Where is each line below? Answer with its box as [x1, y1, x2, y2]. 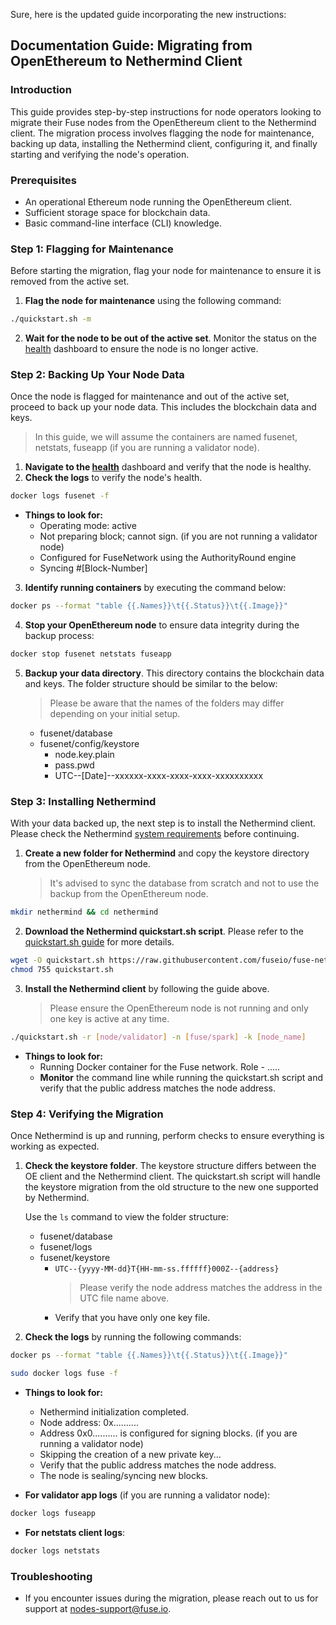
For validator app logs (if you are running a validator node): [24, 1489, 271, 1501]
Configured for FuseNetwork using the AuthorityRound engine [39, 552, 297, 564]
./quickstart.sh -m [10, 314, 92, 324]
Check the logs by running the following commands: [24, 1331, 242, 1343]
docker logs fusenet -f [10, 491, 110, 501]
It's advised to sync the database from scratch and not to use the [49, 877, 320, 889]
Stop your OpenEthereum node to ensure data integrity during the [24, 619, 300, 631]
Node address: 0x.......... [39, 1416, 139, 1428]
